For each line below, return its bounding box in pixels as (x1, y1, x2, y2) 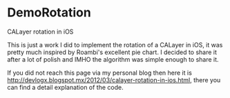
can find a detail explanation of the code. (7, 83, 124, 91)
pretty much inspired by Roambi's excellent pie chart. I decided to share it (7, 48, 218, 56)
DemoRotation (7, 5, 91, 21)
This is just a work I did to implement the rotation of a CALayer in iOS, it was (7, 40, 223, 49)
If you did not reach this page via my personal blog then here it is (7, 69, 192, 77)
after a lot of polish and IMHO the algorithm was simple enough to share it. (7, 55, 219, 63)
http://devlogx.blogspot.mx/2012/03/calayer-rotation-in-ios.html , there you (7, 75, 221, 84)
